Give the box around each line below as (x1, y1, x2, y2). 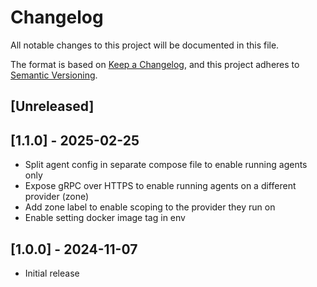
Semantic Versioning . (10, 69, 98, 81)
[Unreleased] (10, 98, 95, 115)
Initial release (24, 267, 80, 279)
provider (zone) (24, 191, 90, 203)
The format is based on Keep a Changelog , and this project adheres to (10, 58, 300, 70)
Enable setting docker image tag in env (24, 212, 186, 224)
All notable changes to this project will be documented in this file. (10, 39, 280, 51)
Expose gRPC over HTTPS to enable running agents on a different (24, 180, 297, 192)
